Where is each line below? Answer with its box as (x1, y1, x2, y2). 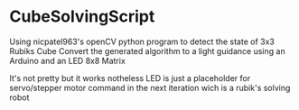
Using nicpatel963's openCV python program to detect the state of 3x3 (9, 36, 276, 47)
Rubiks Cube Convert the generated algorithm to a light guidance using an (9, 45, 286, 56)
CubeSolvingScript (9, 6, 155, 27)
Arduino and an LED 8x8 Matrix (9, 55, 126, 66)
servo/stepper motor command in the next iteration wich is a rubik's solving (9, 82, 291, 93)
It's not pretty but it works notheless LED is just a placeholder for (9, 72, 251, 83)
